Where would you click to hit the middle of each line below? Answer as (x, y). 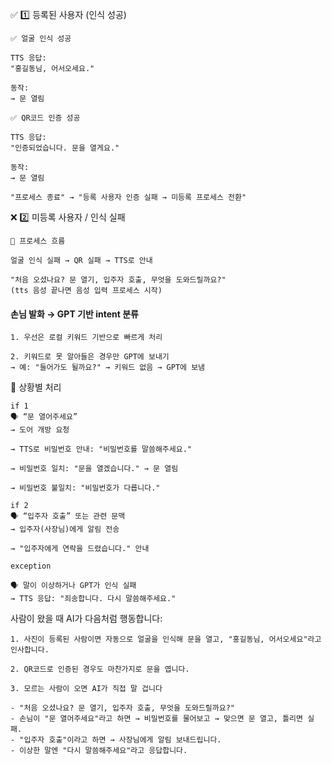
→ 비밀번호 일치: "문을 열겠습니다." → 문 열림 (94, 469)
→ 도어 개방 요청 (40, 430)
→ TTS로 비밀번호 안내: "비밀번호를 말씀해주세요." (101, 449)
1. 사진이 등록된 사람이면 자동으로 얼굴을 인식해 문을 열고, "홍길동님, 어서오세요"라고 (166, 639)
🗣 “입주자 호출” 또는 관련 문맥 (68, 516)
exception (31, 566)
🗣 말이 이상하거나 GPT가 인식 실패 (73, 586)
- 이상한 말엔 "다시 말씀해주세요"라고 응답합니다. (99, 751)
